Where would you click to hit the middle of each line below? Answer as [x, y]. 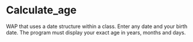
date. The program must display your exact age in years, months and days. [96, 32]
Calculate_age [41, 10]
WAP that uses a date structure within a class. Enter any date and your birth [97, 26]
